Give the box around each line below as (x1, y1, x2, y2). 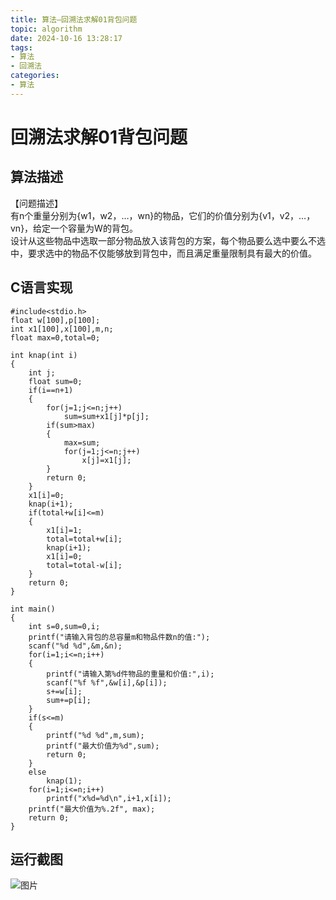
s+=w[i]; (46, 686, 83, 696)
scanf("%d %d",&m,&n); (28, 641, 123, 651)
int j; (28, 367, 56, 378)
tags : (10, 42, 33, 53)
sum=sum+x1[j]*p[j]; (63, 411, 150, 421)
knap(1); (46, 776, 83, 786)
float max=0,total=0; (10, 332, 101, 343)
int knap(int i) (10, 350, 78, 360)
